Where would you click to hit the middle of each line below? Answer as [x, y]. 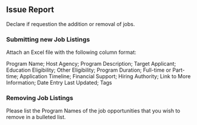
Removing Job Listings [40, 98]
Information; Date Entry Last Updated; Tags [59, 83]
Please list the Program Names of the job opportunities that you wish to [93, 111]
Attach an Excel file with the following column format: [71, 52]
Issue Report [30, 10]
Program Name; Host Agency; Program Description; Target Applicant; [91, 64]
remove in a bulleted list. [36, 117]
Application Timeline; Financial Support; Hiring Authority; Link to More [105, 76]
